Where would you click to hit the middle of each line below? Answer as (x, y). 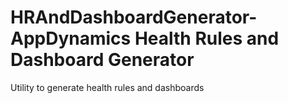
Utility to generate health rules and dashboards (107, 87)
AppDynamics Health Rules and (145, 38)
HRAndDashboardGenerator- (134, 17)
